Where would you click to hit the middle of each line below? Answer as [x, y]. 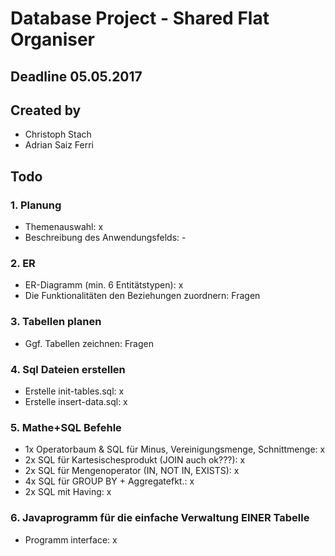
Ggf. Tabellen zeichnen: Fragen [89, 343]
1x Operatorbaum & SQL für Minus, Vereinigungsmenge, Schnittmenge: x [175, 449]
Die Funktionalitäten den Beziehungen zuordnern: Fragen [142, 296]
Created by [46, 110]
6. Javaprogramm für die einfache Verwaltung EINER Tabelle [160, 518]
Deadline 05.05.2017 [76, 76]
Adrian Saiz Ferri [59, 145]
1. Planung [36, 205]
